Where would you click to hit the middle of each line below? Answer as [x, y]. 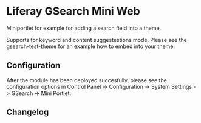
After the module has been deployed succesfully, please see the [87, 80]
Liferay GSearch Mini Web [73, 11]
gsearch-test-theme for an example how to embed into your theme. [90, 46]
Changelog [28, 112]
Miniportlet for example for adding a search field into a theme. [84, 28]
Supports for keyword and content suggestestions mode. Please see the [97, 40]
